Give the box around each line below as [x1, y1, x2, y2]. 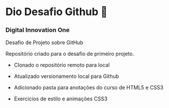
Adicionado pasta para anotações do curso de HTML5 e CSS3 [13, 84, 164, 91]
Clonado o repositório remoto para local [13, 62, 110, 69]
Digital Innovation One [5, 26, 70, 34]
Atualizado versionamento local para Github [13, 73, 119, 80]
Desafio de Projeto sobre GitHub [5, 39, 83, 46]
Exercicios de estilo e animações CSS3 [13, 95, 108, 102]
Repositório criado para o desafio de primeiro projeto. [5, 51, 135, 57]
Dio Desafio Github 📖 [5, 5, 108, 19]
